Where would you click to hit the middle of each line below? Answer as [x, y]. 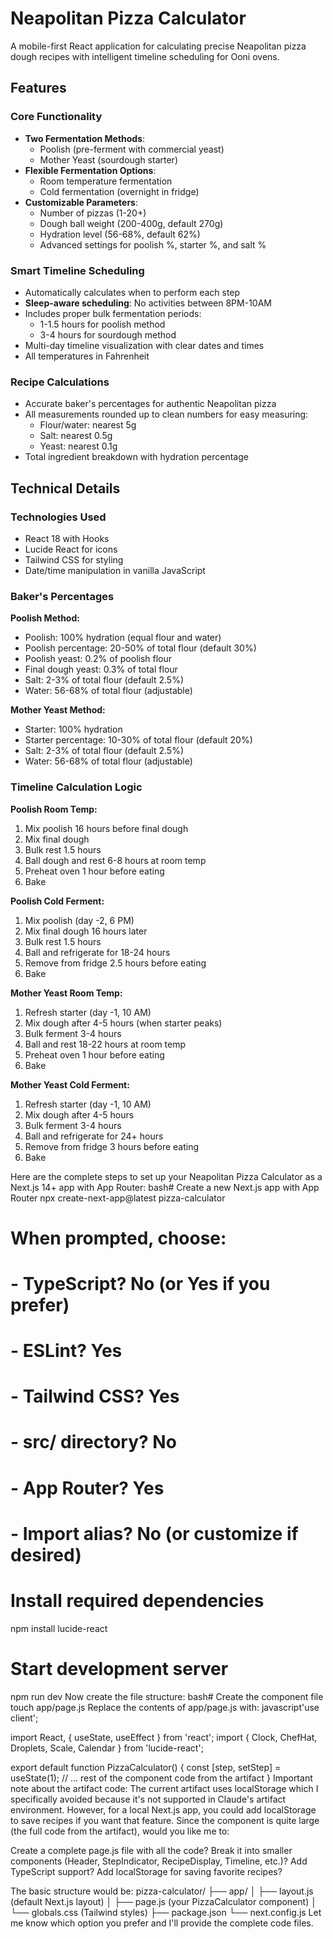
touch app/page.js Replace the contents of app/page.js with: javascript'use [165, 1707]
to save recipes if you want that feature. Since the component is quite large [165, 1820]
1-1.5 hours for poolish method [102, 324]
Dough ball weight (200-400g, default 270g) [131, 223]
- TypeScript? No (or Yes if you [140, 1283]
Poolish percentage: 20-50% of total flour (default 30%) [140, 648]
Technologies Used [58, 517]
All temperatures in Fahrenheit [87, 356]
